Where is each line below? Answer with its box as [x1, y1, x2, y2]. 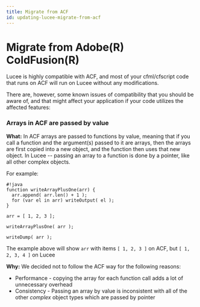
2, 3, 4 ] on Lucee [6, 251, 55, 258]
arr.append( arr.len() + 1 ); [11, 192, 87, 198]
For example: [6, 170, 39, 177]
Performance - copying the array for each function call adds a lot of [14, 274, 184, 282]
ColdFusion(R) [6, 53, 80, 67]
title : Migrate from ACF [6, 8, 69, 15]
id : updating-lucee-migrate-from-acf [6, 14, 101, 20]
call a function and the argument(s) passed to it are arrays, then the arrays [6, 139, 191, 146]
